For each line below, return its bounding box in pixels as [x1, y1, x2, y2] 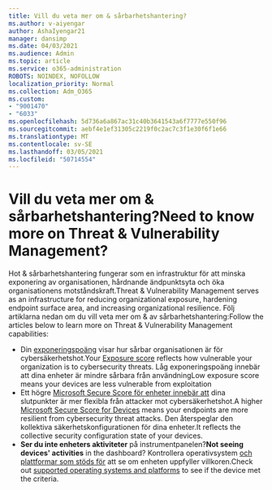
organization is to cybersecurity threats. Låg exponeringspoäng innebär [19, 362, 261, 372]
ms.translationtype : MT [8, 132, 89, 140]
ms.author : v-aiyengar [8, 19, 85, 28]
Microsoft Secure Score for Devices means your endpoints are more [19, 405, 249, 415]
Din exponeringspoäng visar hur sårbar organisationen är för [19, 345, 223, 355]
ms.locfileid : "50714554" [8, 155, 96, 163]
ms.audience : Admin [8, 49, 75, 58]
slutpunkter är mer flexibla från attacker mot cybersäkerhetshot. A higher [19, 397, 263, 406]
